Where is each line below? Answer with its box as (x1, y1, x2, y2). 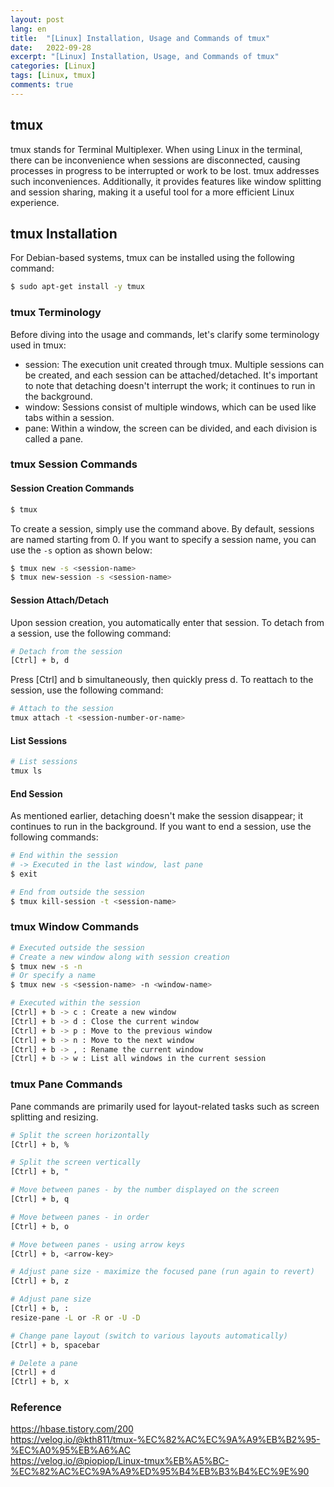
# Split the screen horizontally (10, 1130, 150, 1140)
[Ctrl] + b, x (10, 1377, 70, 1387)
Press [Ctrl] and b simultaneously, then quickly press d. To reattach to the (10, 674, 314, 686)
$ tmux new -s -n (10, 961, 83, 971)
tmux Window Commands (10, 920, 140, 934)
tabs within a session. (24, 411, 115, 423)
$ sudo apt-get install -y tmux (10, 282, 145, 292)
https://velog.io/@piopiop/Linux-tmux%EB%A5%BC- (10, 1455, 230, 1467)
